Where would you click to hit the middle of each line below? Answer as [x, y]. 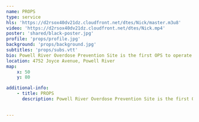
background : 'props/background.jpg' [51, 45]
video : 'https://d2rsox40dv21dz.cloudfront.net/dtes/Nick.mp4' [86, 28]
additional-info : [28, 88]
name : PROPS [21, 11]
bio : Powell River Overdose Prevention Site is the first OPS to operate [99, 55]
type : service [24, 17]
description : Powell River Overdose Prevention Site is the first [105, 99]
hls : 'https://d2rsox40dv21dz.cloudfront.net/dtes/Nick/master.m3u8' [94, 22]
